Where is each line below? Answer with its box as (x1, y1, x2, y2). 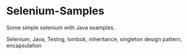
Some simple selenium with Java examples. (6, 24, 115, 31)
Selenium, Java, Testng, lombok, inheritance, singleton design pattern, (6, 35, 183, 42)
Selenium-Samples (6, 4, 105, 18)
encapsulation (6, 42, 42, 49)
